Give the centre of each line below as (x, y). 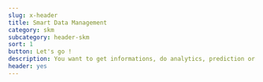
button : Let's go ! (40, 52)
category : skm (31, 30)
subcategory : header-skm (49, 37)
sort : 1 (21, 45)
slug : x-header (33, 15)
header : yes (28, 66)
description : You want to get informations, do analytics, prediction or (132, 59)
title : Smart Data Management (58, 23)
